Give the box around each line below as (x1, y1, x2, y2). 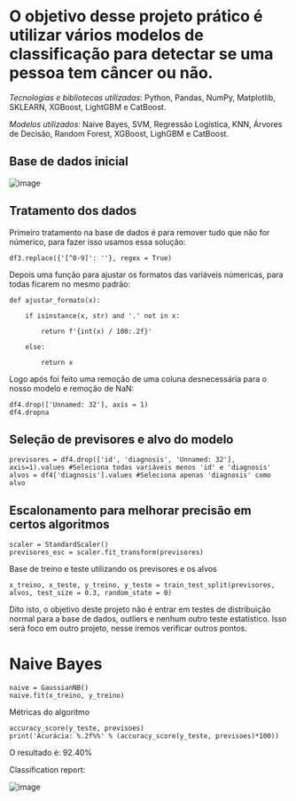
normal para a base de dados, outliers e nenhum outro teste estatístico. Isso (9, 614, 287, 624)
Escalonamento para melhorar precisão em (9, 503, 252, 518)
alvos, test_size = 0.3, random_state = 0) (9, 589, 173, 598)
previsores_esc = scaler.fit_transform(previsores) (9, 548, 204, 557)
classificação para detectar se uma (9, 44, 274, 64)
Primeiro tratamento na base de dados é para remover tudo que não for (9, 226, 270, 237)
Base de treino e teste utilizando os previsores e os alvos (9, 564, 217, 575)
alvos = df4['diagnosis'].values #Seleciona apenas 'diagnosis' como (9, 471, 272, 480)
